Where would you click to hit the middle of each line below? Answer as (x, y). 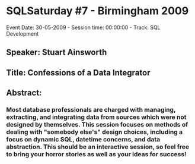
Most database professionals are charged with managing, (91, 110)
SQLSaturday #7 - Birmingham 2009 (97, 11)
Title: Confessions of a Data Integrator (78, 72)
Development (23, 33)
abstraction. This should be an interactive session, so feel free (98, 147)
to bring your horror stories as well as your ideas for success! (96, 154)
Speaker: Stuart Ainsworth (57, 53)
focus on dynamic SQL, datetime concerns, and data (83, 140)
